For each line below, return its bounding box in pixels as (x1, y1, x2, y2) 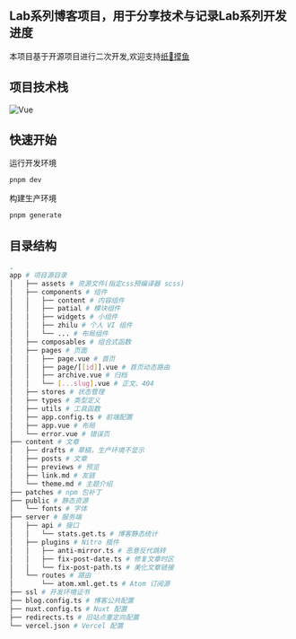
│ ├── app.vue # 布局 (9, 421, 96, 430)
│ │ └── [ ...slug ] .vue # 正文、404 (9, 380, 154, 389)
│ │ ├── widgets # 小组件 (9, 312, 118, 321)
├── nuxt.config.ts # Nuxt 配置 (9, 604, 127, 613)
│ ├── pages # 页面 (9, 346, 88, 355)
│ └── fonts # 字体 (9, 504, 88, 513)
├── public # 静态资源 (9, 496, 89, 505)
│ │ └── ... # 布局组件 (9, 329, 109, 338)
